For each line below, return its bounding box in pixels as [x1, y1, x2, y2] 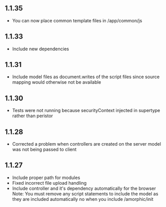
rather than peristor [12, 113, 53, 119]
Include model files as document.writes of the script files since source [12, 74, 160, 80]
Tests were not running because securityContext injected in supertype [12, 108, 160, 114]
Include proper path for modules [12, 175, 80, 181]
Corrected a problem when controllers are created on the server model [12, 141, 161, 147]
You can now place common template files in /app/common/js [12, 17, 143, 23]
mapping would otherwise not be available [12, 79, 101, 85]
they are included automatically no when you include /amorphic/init [12, 196, 154, 202]
